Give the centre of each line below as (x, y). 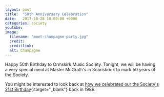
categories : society (26, 23)
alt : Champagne (25, 50)
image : (12, 32)
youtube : (14, 28)
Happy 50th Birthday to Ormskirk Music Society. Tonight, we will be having (80, 64)
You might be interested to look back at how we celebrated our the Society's (82, 84)
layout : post (18, 10)
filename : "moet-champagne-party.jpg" (49, 37)
